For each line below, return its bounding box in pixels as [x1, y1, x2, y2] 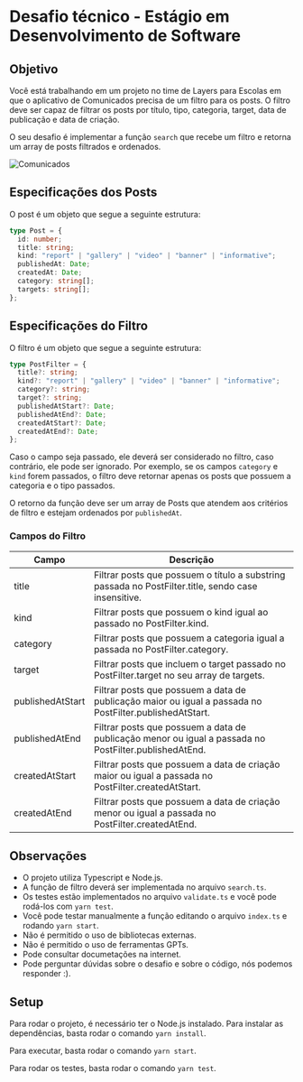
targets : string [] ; [17, 284, 91, 294]
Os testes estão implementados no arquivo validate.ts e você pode [22, 892, 277, 902]
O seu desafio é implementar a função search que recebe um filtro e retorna [9, 132, 291, 142]
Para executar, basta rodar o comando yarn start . [9, 1045, 197, 1057]
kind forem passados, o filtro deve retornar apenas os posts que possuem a [9, 471, 291, 482]
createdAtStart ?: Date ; [17, 418, 106, 428]
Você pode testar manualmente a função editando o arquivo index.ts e [22, 911, 288, 921]
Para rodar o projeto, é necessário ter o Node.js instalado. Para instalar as [9, 1018, 284, 1030]
